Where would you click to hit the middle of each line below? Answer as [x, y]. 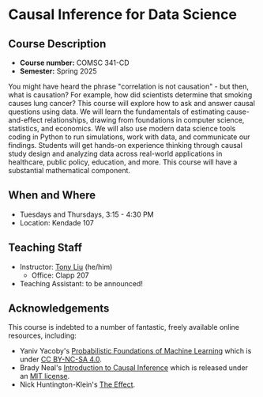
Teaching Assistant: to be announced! [81, 283]
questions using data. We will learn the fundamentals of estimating [116, 112]
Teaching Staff [45, 248]
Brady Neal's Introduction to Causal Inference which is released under [134, 368]
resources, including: [43, 336]
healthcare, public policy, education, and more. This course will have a [123, 162]
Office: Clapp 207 [60, 275]
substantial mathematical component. [70, 170]
